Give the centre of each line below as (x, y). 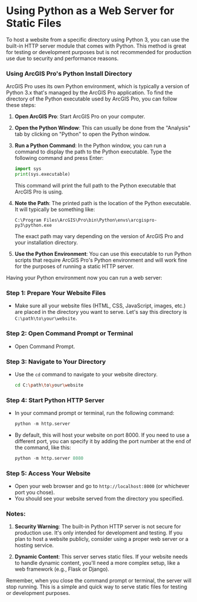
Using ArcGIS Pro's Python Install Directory (69, 73)
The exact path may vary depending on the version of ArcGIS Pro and (99, 236)
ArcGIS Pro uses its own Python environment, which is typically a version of (98, 86)
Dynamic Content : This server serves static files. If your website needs (101, 557)
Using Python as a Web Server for (90, 11)
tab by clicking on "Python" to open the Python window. (82, 134)
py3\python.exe (33, 225)
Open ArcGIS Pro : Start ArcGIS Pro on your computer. (80, 116)
